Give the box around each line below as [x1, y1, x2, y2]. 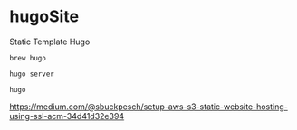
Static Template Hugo [9, 36, 91, 47]
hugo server [9, 70, 54, 79]
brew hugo [9, 53, 47, 62]
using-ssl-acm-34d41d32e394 [9, 110, 125, 121]
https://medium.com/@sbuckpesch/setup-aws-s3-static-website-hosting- [9, 101, 288, 112]
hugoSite [9, 6, 80, 27]
